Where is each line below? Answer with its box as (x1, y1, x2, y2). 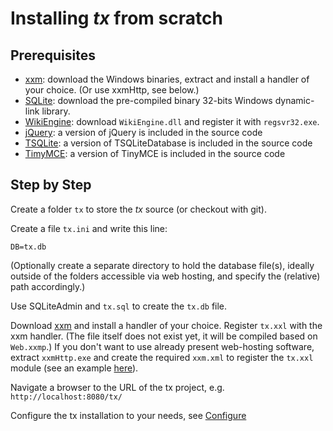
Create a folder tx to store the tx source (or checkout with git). (10, 203, 267, 215)
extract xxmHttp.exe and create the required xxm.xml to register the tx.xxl (10, 351, 314, 363)
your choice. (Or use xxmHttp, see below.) (24, 84, 200, 96)
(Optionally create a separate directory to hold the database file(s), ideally (10, 259, 315, 271)
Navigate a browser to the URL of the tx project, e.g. (10, 381, 225, 393)
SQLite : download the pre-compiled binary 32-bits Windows (24, 95, 273, 106)
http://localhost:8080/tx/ (10, 392, 123, 402)
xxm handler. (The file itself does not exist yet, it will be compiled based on (10, 330, 318, 342)
